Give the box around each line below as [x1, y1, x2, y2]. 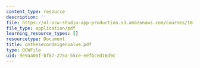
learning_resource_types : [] [6, 31, 79, 37]
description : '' [6, 14, 46, 20]
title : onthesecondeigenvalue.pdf [6, 42, 92, 48]
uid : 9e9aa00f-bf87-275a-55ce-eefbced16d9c [6, 53, 116, 59]
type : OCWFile [6, 47, 42, 53]
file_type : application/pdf [6, 25, 76, 31]
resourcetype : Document [6, 36, 65, 42]
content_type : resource [6, 8, 65, 15]
